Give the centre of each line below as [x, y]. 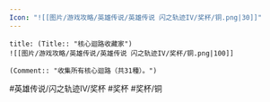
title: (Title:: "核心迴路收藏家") [71, 44]
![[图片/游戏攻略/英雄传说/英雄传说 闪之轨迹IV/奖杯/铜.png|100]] [122, 53]
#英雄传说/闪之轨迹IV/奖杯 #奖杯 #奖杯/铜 [86, 88]
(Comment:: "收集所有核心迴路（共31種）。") [83, 71]
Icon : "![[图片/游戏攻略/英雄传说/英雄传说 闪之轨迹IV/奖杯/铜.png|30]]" [136, 17]
